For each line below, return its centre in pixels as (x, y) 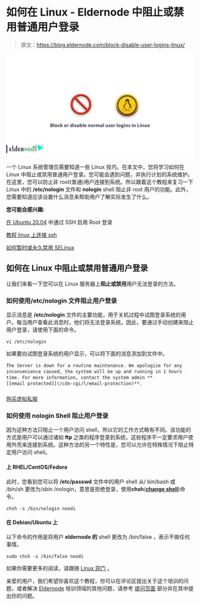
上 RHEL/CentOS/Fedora (37, 467)
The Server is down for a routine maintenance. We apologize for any (94, 366)
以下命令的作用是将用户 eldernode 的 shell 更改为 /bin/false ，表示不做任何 (98, 537)
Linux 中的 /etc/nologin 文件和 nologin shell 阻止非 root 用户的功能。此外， (99, 189)
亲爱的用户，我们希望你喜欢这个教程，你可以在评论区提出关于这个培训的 (95, 581)
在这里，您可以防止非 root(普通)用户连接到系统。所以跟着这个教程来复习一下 (100, 182)
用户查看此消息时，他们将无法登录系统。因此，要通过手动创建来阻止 (110, 323)
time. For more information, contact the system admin (76, 378)
